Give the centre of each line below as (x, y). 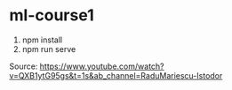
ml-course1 (52, 15)
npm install (42, 40)
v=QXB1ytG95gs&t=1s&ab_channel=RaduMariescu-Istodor (116, 75)
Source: (24, 66)
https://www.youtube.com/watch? (102, 66)
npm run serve (49, 49)
